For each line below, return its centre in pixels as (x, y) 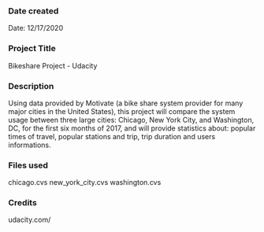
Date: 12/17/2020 (36, 28)
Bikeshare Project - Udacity (53, 65)
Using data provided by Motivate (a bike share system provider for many (126, 103)
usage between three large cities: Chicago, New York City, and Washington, (131, 120)
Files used (28, 165)
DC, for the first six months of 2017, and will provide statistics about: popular (132, 128)
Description (31, 86)
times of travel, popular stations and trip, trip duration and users (112, 136)
